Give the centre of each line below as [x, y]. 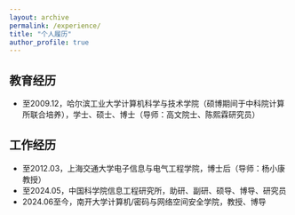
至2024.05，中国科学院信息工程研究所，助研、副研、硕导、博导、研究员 [154, 190]
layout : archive [39, 17]
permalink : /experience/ [55, 26]
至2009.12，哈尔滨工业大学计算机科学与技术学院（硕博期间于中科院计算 [153, 104]
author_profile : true [49, 42]
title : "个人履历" [41, 34]
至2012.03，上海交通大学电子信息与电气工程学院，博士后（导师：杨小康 [154, 168]
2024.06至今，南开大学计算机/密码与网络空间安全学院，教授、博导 [144, 202]
